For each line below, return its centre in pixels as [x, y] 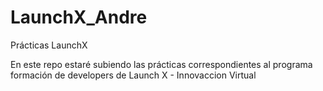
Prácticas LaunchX [49, 45]
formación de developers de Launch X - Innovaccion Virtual [133, 75]
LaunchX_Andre [79, 17]
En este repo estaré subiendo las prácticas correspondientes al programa [161, 64]
